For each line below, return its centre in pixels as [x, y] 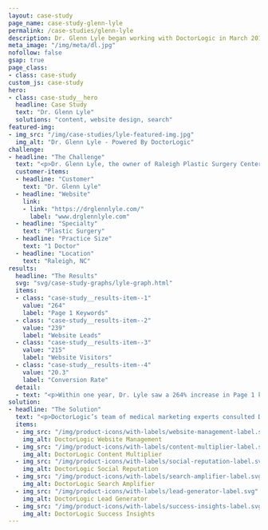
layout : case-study [41, 16]
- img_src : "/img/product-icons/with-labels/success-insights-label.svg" [140, 506]
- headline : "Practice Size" [64, 239]
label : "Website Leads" [62, 335]
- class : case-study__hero [53, 98]
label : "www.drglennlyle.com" [79, 217]
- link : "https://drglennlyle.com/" [84, 209]
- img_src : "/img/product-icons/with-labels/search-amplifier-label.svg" [140, 476]
